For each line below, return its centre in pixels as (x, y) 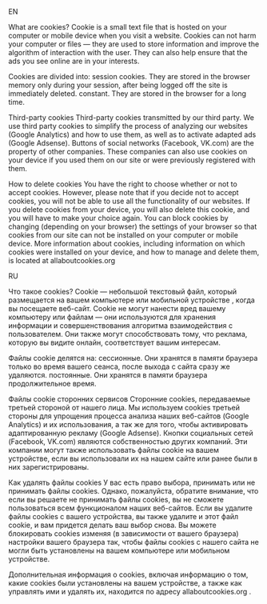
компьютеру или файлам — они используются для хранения (112, 317)
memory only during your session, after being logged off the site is (118, 85)
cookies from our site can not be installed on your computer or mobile (123, 235)
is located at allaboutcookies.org (62, 260)
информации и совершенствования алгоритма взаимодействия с (121, 326)
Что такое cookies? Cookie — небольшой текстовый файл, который (123, 292)
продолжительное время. (52, 384)
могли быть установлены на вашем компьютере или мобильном (119, 550)
